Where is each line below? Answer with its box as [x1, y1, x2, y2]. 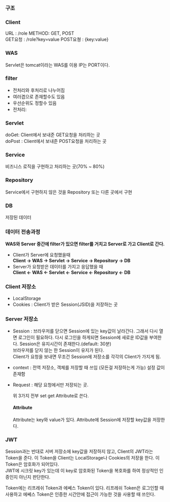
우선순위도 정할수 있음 [12, 100, 57, 106]
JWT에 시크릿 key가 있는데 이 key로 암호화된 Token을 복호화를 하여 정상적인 [5, 468, 158, 474]
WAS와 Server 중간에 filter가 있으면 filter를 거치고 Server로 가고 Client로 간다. [5, 241, 165, 247]
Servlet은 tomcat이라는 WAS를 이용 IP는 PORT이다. [5, 61, 110, 68]
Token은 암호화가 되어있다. [5, 461, 59, 467]
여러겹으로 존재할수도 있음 [12, 93, 65, 99]
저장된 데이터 [5, 214, 32, 220]
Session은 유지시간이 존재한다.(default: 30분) [19, 341, 111, 347]
